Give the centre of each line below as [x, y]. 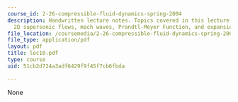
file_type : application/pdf [49, 40]
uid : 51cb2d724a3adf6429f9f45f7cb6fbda [66, 66]
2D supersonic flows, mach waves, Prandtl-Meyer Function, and [109, 27]
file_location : [30, 33]
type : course [27, 60]
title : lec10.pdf [33, 53]
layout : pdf [25, 46]
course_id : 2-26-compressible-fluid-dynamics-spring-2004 [95, 14]
